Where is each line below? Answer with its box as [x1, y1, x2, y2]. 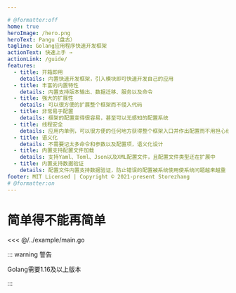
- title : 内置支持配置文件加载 [13, 147, 95, 155]
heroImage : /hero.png [7, 30, 71, 37]
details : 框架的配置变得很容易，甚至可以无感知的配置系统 [20, 115, 169, 122]
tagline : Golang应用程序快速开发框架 [7, 43, 107, 50]
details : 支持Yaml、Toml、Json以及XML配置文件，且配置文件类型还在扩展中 [20, 154, 216, 161]
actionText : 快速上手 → [7, 49, 72, 56]
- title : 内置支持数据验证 [13, 160, 84, 167]
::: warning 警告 [7, 250, 53, 259]
